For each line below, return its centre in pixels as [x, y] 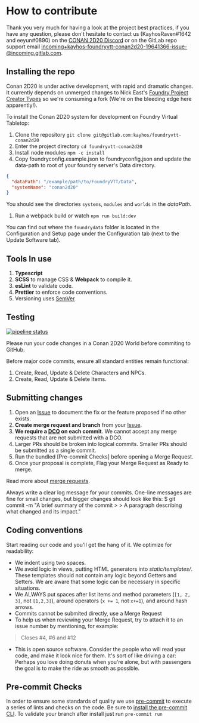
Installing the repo [41, 72]
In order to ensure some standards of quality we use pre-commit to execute [99, 701]
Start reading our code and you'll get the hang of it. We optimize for [89, 544]
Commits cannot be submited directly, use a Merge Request [88, 613]
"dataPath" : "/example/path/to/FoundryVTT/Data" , [74, 181]
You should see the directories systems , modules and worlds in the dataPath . [99, 204]
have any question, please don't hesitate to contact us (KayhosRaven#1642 [99, 33]
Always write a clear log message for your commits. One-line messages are [99, 492]
